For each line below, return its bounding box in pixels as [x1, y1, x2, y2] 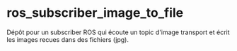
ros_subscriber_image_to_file [6, 5, 184, 21]
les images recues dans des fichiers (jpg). [6, 35, 129, 43]
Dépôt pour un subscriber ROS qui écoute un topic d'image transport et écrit [6, 28, 231, 36]
